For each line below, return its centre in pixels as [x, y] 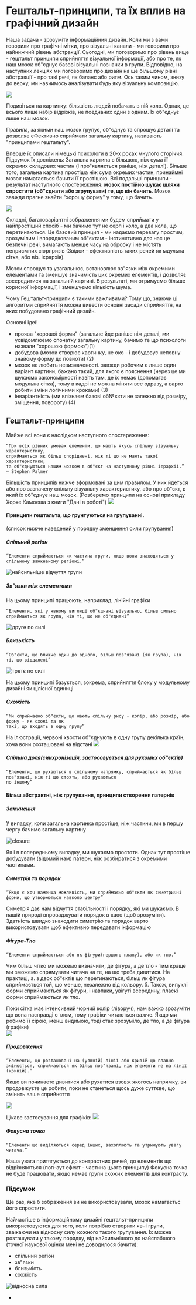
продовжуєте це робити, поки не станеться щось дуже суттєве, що [91, 1088]
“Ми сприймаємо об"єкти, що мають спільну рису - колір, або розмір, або [98, 716]
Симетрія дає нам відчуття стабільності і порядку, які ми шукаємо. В [93, 908]
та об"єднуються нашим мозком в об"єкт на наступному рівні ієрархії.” [95, 466]
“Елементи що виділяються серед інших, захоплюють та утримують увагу [94, 1145]
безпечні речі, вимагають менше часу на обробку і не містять [84, 244]
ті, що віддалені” [28, 660]
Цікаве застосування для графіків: [49, 1118]
